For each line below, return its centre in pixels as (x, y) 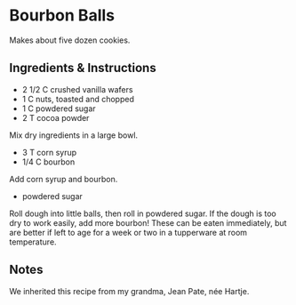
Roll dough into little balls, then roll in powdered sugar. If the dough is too (143, 213)
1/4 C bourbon (48, 162)
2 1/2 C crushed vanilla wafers (77, 89)
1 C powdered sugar (59, 108)
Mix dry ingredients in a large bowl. (74, 135)
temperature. (33, 242)
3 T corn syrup (49, 152)
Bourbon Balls (62, 16)
